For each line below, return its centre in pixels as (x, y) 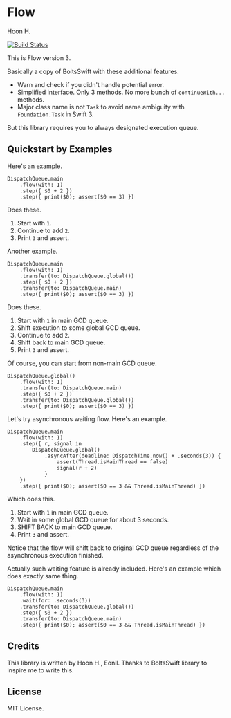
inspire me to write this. (40, 670)
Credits (24, 646)
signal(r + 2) (77, 468)
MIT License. (26, 708)
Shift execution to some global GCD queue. (78, 328)
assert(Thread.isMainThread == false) (112, 462)
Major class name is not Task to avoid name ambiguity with (101, 107)
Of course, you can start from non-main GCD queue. (82, 363)
